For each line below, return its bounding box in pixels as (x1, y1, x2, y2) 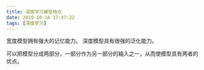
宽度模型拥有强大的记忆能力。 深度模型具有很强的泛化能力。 (6, 37, 157, 45)
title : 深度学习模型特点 (6, 8, 62, 15)
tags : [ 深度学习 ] (6, 20, 47, 26)
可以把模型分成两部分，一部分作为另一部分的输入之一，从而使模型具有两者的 (6, 50, 199, 57)
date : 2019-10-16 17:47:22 (6, 14, 75, 21)
